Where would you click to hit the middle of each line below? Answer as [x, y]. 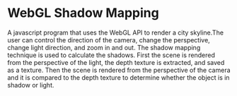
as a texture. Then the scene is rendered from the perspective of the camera [119, 70]
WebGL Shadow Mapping [83, 13]
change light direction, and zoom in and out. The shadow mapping [104, 47]
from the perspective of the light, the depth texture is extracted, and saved [116, 62]
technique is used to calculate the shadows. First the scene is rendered [111, 55]
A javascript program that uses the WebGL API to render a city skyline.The [116, 32]
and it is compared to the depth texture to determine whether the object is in [118, 77]
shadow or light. [31, 85]
